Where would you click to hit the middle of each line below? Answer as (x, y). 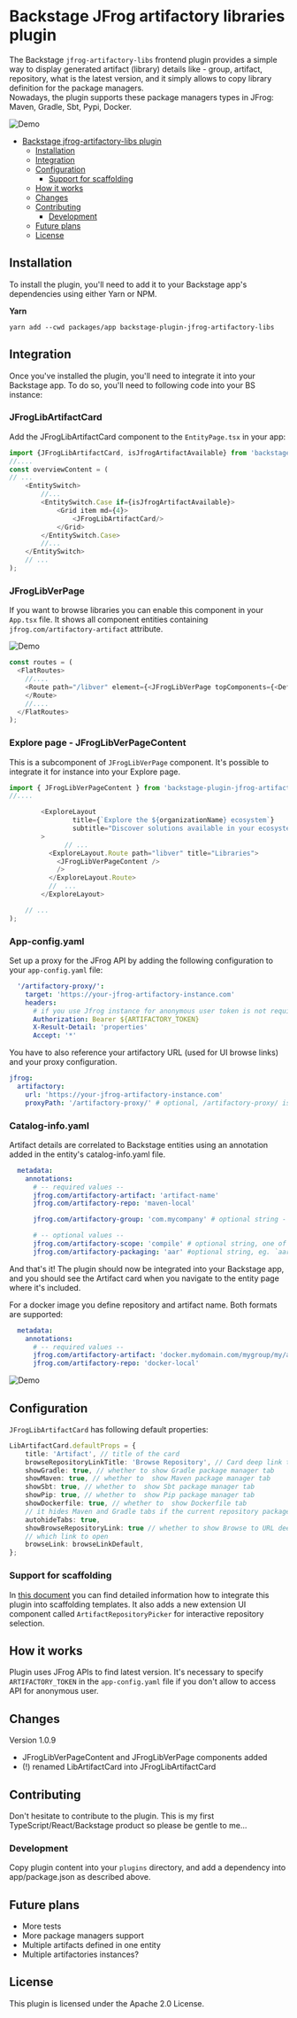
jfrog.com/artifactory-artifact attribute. (86, 629)
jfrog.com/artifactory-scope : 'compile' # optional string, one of (160, 1244)
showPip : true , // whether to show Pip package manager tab (140, 1495)
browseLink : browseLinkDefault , (84, 1545)
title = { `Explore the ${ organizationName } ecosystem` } (173, 820)
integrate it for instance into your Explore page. (95, 772)
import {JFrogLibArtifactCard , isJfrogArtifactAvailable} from (128, 453)
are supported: (36, 1314)
